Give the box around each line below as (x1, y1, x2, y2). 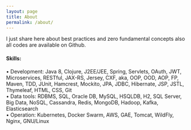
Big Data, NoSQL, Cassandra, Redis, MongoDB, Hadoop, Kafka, (6, 99, 159, 106)
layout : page (6, 8, 38, 15)
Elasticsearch (6, 105, 39, 112)
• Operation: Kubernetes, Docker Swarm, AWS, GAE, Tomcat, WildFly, (6, 111, 174, 118)
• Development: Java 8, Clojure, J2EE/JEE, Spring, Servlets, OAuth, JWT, (6, 68, 182, 75)
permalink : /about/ (6, 19, 54, 25)
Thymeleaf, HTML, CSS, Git (6, 86, 72, 93)
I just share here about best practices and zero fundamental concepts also (6, 36, 185, 43)
